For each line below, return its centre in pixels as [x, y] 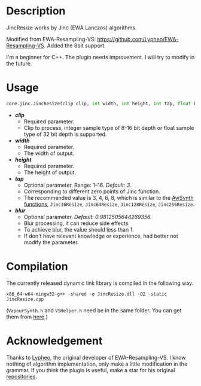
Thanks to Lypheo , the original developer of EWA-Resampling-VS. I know [96, 357]
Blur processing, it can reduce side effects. [77, 223]
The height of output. [50, 172]
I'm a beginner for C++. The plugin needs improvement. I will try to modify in [100, 57]
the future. [19, 63]
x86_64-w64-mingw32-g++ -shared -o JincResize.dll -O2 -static [87, 294]
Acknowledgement [54, 341]
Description [36, 11]
